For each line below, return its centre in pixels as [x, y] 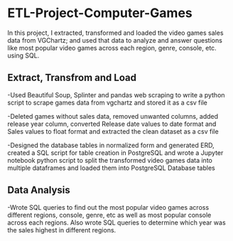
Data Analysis [39, 190]
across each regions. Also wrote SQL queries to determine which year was [116, 223]
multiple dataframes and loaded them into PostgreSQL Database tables [111, 168]
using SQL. [23, 55]
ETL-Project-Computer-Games [100, 13]
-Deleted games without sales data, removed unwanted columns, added [113, 116]
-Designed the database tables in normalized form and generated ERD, [111, 145]
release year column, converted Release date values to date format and [112, 124]
